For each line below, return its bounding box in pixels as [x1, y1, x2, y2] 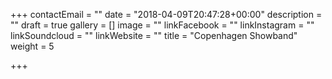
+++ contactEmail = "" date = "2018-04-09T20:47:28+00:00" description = [10, 9, 323, 20]
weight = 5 [10, 40, 55, 52]
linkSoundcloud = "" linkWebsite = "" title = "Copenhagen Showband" [10, 30, 298, 41]
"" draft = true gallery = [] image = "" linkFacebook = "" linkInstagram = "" [10, 19, 315, 31]
